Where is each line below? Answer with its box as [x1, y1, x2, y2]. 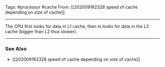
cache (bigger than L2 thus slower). [5, 29, 78, 34]
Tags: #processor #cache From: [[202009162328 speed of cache [5, 4, 138, 10]
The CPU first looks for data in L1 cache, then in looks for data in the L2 [5, 23, 149, 29]
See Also [5, 45, 27, 52]
